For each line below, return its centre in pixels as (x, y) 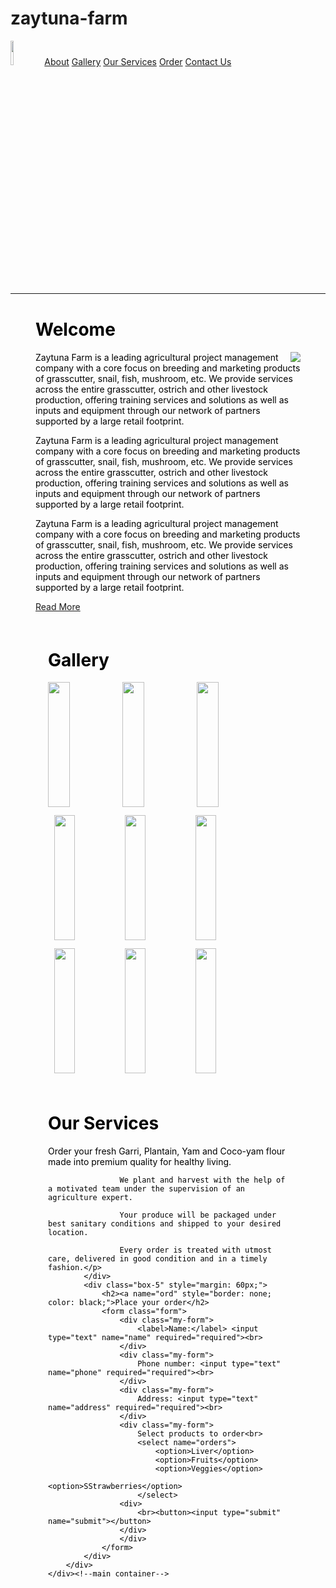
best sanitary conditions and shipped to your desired (165, 1224)
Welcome (75, 329)
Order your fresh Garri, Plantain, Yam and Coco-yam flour (167, 1151)
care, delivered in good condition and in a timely (158, 1259)
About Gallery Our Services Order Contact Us (138, 61)
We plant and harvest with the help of (202, 1180)
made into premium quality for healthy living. (140, 1162)
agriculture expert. (91, 1198)
